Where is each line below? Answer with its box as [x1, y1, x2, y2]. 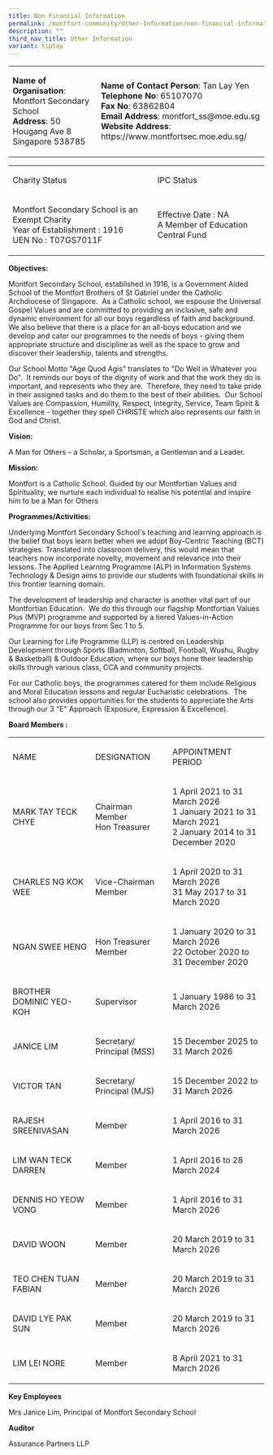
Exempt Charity [12, 214, 71, 226]
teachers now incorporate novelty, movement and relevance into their [8, 553, 242, 563]
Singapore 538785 [12, 136, 86, 147]
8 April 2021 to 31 [171, 1353, 244, 1364]
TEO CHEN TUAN [12, 1273, 80, 1284]
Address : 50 [12, 115, 61, 127]
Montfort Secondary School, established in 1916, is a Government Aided [8, 279, 249, 289]
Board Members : [8, 720, 68, 730]
